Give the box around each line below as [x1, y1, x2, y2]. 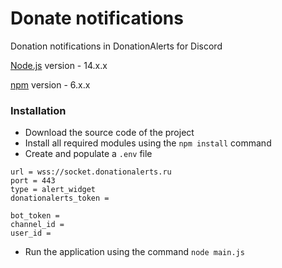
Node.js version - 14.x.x [10, 59, 108, 71]
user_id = [10, 228, 52, 239]
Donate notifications [10, 7, 184, 30]
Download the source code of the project [24, 127, 195, 139]
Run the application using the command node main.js [24, 246, 245, 258]
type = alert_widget [10, 185, 97, 195]
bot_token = [10, 211, 60, 221]
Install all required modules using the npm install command [24, 137, 272, 149]
